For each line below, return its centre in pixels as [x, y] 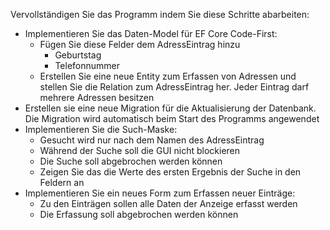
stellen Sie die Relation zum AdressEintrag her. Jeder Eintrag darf [174, 87]
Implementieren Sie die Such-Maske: [101, 129]
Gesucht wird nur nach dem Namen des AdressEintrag [152, 140]
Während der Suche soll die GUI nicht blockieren [140, 150]
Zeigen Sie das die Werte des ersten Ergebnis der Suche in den [170, 172]
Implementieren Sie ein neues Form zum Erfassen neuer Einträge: [160, 193]
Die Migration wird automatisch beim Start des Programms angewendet [172, 118]
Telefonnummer [87, 65]
